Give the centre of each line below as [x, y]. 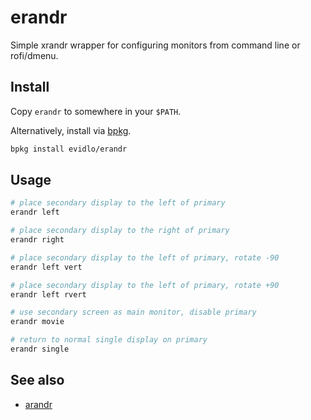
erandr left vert [46, 267]
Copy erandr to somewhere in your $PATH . [96, 111]
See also [37, 380]
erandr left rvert [48, 294]
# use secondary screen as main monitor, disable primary [133, 312]
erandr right [37, 240]
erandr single [40, 349]
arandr [38, 404]
